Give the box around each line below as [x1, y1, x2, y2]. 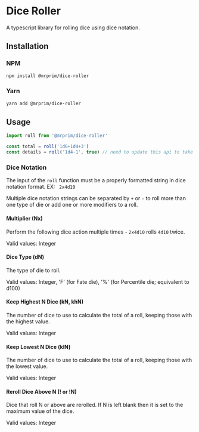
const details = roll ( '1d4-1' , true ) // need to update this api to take [6, 149, 194, 155]
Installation [6, 41, 49, 51]
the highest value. [6, 318, 51, 325]
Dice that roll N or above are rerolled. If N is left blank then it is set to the [6, 402, 184, 409]
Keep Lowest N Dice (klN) [6, 343, 71, 350]
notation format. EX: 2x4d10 [6, 183, 76, 191]
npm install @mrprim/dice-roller [6, 73, 89, 79]
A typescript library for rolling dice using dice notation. [6, 24, 140, 31]
